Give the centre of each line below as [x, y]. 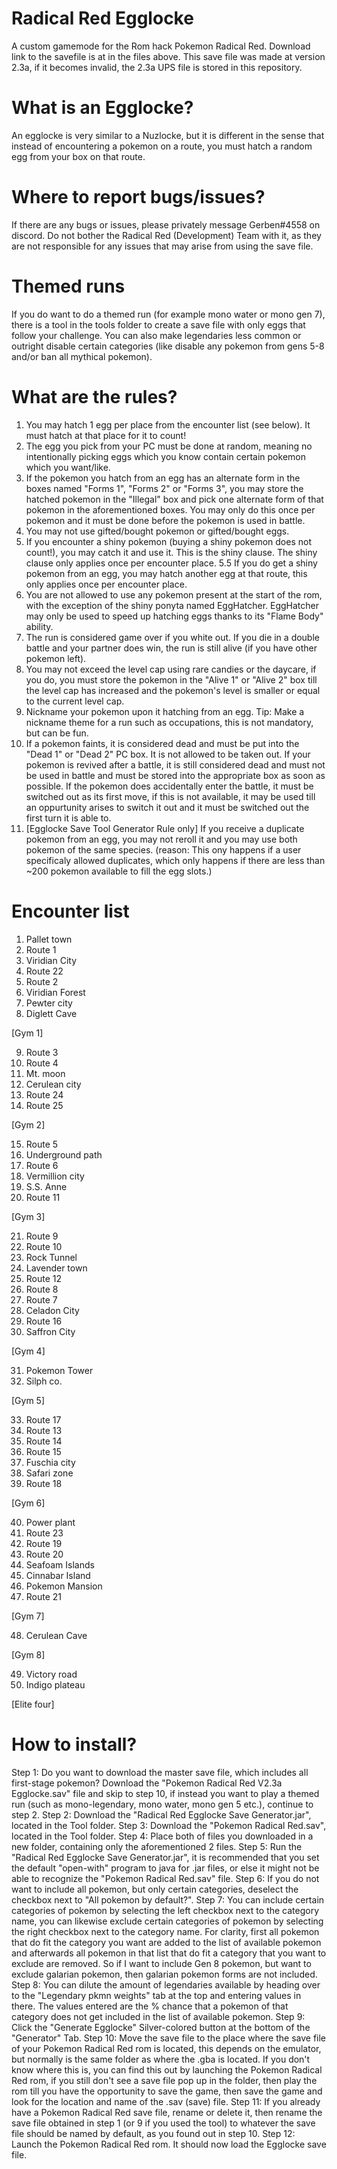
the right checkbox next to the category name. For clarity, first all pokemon [165, 1931]
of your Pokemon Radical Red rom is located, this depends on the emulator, [166, 2048]
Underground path [64, 1154]
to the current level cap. [75, 701]
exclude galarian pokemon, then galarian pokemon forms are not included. [164, 1974]
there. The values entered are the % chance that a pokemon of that [150, 2006]
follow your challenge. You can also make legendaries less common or [156, 335]
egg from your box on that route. [78, 156]
